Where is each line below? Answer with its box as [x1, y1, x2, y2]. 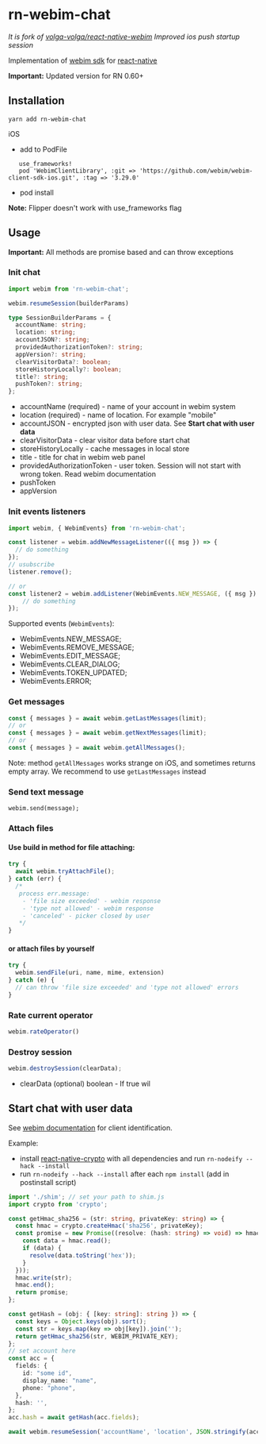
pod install [19, 187, 54, 197]
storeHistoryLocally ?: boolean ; [15, 365, 123, 373]
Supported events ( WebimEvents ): [8, 619, 115, 628]
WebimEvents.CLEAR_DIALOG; [19, 659, 120, 669]
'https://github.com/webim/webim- [139, 167, 253, 175]
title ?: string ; [15, 373, 69, 380]
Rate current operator [8, 1010, 93, 1021]
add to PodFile [19, 145, 67, 154]
